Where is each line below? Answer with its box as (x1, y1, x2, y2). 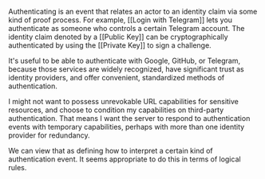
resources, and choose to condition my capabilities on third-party (8, 105, 224, 115)
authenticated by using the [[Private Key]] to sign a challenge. (8, 41, 212, 50)
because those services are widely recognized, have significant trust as (8, 64, 245, 74)
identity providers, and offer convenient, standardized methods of (8, 73, 225, 82)
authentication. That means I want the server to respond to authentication (8, 114, 251, 123)
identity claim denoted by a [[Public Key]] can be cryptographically (8, 32, 229, 41)
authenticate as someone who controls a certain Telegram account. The (8, 24, 245, 33)
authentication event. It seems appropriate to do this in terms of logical (8, 154, 241, 164)
